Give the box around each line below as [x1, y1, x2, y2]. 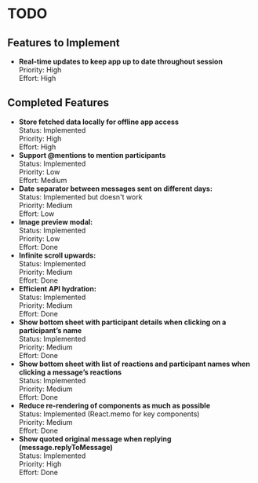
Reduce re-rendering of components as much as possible [18, 401, 211, 410]
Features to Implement [7, 36, 120, 49]
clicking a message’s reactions [18, 367, 122, 377]
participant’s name [18, 325, 82, 335]
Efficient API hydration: [18, 284, 97, 293]
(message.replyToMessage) [18, 442, 113, 452]
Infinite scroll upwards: [18, 251, 96, 260]
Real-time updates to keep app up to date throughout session [18, 57, 223, 66]
